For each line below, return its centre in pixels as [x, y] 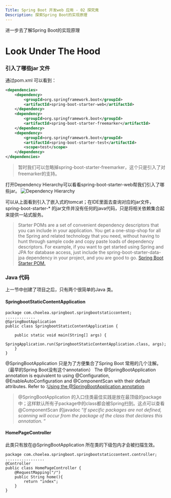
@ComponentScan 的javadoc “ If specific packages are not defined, [90, 410]
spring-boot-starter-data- [134, 253]
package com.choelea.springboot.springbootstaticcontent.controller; [81, 454]
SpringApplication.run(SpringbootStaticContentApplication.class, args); [86, 344]
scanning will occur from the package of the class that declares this [90, 415]
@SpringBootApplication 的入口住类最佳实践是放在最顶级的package [90, 397]
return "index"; [41, 481]
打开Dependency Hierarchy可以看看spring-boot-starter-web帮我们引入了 [83, 185]
